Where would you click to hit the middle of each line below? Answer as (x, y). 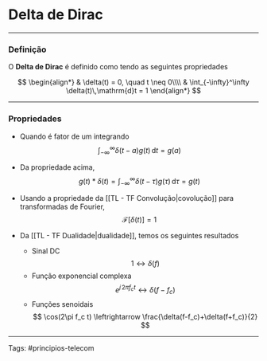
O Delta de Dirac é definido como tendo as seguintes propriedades (118, 67)
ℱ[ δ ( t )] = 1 (139, 220)
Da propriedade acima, (57, 167)
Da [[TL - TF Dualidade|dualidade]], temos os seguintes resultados (129, 236)
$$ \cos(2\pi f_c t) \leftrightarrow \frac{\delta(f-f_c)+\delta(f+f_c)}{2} (145, 316)
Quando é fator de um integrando (74, 136)
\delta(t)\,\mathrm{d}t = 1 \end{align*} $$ (133, 91)
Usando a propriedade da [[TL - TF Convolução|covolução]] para (127, 198)
